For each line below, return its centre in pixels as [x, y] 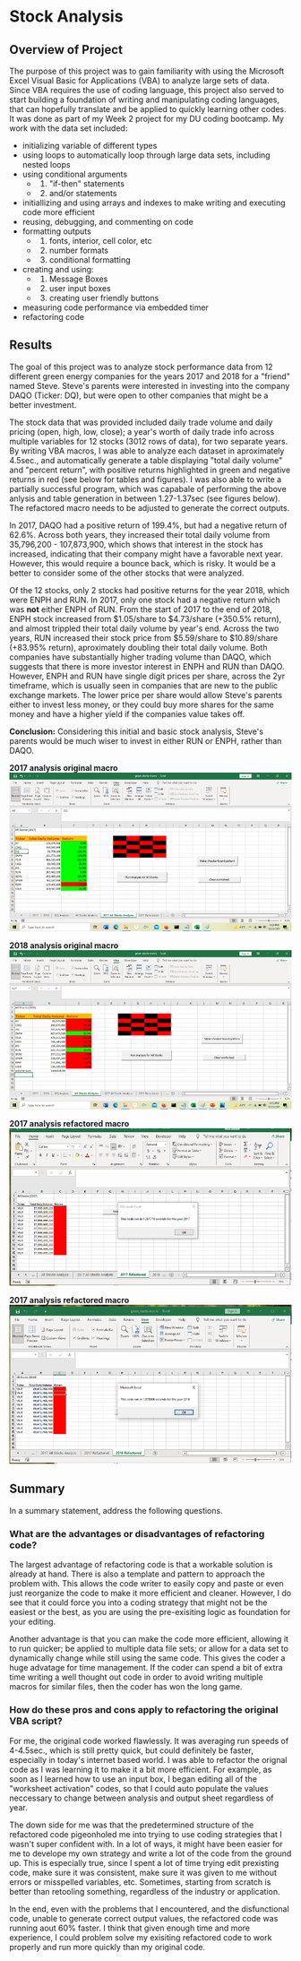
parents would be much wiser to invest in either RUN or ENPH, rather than [146, 740]
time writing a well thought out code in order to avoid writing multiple [136, 1677]
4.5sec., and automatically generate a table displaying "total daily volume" [146, 460]
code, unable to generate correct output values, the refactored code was [144, 1918]
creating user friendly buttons [104, 298]
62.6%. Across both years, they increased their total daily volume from [140, 534]
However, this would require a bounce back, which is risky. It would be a [142, 563]
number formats [79, 250]
